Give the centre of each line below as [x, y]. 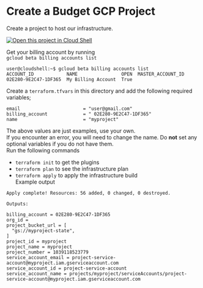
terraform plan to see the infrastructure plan [72, 169]
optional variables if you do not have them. [60, 144]
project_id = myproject [37, 241]
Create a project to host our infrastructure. [60, 28]
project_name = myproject [39, 247]
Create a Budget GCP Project [81, 11]
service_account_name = [37, 274]
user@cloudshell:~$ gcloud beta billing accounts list [78, 69]
